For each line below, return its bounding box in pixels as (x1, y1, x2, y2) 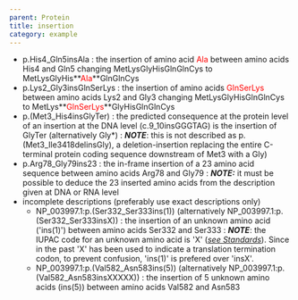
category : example (9, 29, 78, 38)
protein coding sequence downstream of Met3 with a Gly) (55, 149, 268, 160)
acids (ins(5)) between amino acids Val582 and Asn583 (35, 282, 241, 293)
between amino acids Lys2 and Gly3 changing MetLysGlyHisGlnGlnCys (21, 92, 285, 103)
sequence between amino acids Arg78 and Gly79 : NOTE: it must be (21, 168, 275, 179)
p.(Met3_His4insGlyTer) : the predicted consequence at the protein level (21, 111, 289, 121)
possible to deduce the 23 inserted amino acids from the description (21, 178, 276, 188)
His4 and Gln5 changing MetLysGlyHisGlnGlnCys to (21, 63, 213, 74)
